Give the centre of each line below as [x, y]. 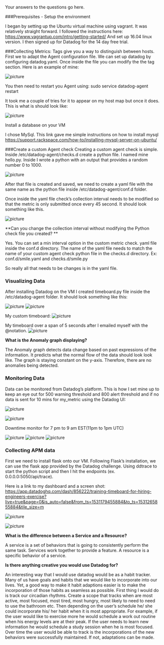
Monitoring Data [25, 378]
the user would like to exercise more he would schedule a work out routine [80, 616]
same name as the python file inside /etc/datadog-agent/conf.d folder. [76, 189]
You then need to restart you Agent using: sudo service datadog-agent [77, 86]
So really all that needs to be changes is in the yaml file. [61, 268]
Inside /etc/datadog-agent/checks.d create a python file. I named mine [77, 155]
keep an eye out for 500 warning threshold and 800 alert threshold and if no [82, 394]
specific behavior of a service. [36, 556]
